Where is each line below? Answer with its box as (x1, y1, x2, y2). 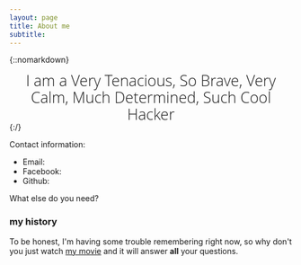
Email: (22, 156, 46, 167)
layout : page (9, 13, 58, 22)
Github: (22, 176, 50, 187)
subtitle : (9, 30, 47, 39)
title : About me (9, 22, 70, 31)
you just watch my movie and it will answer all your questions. (9, 245, 239, 256)
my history (9, 216, 58, 228)
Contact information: (9, 139, 86, 150)
